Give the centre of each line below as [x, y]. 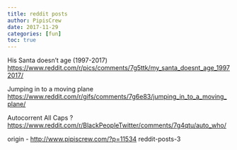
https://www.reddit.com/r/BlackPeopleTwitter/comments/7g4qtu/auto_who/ [117, 125]
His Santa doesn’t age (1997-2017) [57, 60]
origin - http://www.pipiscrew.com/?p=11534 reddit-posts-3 [94, 139]
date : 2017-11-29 [33, 27]
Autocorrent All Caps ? [40, 118]
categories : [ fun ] [34, 34]
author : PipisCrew [34, 21]
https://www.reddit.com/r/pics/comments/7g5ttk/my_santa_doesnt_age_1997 [118, 68]
